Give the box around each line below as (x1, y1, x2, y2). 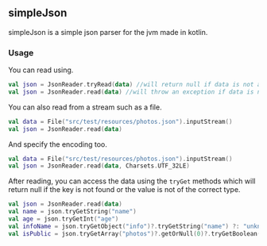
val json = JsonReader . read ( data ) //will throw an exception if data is (8, 87, 254, 96)
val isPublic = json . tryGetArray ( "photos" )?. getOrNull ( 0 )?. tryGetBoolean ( (8, 229, 261, 237)
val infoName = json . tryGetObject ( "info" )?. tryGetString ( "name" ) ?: (8, 222, 240, 230)
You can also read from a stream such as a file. (8, 102, 162, 112)
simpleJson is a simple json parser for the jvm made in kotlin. (8, 27, 208, 37)
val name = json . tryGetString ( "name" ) (8, 208, 137, 216)
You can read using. (8, 65, 74, 75)
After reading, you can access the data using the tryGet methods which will (8, 176, 256, 186)
